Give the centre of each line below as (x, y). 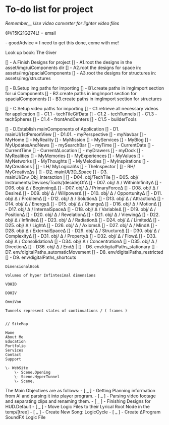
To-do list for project (49, 9)
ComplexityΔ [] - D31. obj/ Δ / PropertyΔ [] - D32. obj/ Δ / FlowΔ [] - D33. (81, 236)
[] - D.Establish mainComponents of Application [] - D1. (62, 129)
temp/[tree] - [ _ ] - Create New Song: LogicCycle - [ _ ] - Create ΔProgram (83, 412)
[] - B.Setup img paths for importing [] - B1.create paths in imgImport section (85, 88)
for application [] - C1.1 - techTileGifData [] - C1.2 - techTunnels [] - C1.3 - (81, 114)
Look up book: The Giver (31, 52)
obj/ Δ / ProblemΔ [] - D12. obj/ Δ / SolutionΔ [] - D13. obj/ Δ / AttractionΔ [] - (84, 198)
